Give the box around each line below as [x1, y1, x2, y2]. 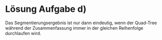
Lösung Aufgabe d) [5, 3, 87, 15]
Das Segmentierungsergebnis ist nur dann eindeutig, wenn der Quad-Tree [5, 20, 157, 26]
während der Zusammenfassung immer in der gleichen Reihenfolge [5, 25, 144, 31]
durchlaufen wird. [5, 30, 41, 36]
